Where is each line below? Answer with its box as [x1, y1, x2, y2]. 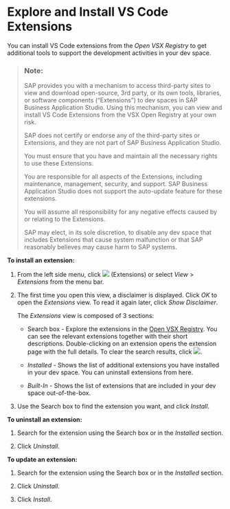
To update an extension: [7, 455, 78, 464]
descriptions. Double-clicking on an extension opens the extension [27, 339, 217, 348]
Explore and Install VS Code [7, 4, 169, 20]
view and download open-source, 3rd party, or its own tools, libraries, [23, 89, 222, 97]
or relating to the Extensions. [23, 215, 106, 223]
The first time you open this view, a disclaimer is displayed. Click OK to [16, 291, 218, 299]
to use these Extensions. [23, 159, 94, 168]
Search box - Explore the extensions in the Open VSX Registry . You [27, 325, 218, 333]
